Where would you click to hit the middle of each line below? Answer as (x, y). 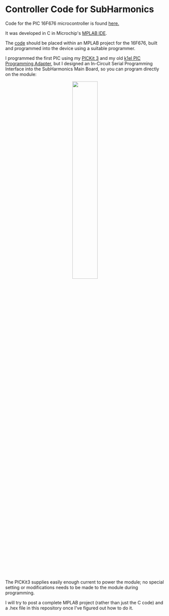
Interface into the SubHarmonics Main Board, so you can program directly (82, 69)
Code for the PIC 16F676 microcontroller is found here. (62, 23)
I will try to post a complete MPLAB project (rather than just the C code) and (84, 602)
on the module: (21, 74)
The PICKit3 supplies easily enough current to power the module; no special (85, 582)
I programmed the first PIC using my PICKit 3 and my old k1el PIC (73, 58)
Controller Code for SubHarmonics (80, 9)
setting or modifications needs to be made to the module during (72, 587)
